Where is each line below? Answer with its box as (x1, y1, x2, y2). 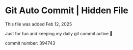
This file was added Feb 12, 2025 (5, 21, 72, 27)
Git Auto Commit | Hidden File (5, 5, 129, 16)
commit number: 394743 (5, 40, 55, 46)
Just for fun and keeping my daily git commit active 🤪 (5, 30, 113, 36)
